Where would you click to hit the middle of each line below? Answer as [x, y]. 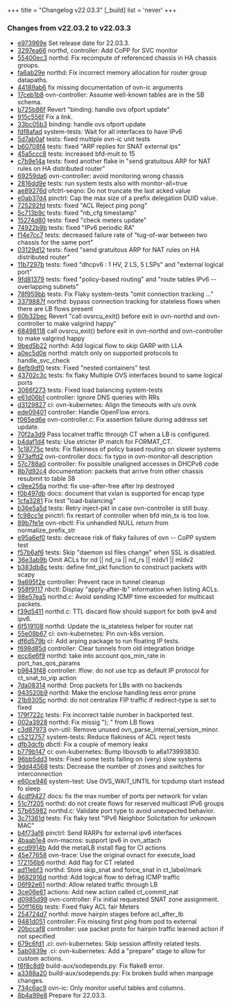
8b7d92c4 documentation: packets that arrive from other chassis [110, 471]
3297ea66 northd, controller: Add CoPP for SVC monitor [97, 51]
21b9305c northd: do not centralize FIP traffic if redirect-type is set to [117, 700]
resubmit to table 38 [46, 479]
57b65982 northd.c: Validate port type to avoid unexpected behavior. [116, 811]
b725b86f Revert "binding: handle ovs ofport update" [93, 110]
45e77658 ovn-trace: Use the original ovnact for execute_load [106, 855]
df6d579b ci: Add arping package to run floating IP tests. [99, 641]
